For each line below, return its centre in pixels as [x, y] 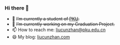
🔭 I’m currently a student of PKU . [45, 19]
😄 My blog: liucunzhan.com [41, 37]
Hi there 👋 [17, 8]
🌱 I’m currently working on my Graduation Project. [63, 24]
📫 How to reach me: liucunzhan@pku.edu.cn [59, 30]
